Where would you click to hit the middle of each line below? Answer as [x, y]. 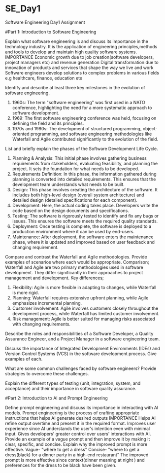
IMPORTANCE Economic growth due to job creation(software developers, [80, 57]
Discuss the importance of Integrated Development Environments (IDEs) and [82, 348]
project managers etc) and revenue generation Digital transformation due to [82, 62]
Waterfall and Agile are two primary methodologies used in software [74, 267]
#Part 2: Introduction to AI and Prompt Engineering [57, 398]
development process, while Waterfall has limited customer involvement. [86, 313]
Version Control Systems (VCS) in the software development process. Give [81, 354]
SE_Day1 [23, 9]
